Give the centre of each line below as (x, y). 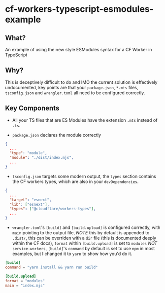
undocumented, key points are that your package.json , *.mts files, (72, 87)
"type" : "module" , (29, 153)
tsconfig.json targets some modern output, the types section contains (84, 176)
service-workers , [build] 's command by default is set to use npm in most (83, 248)
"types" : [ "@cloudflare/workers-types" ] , (53, 209)
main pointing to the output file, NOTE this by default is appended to (81, 233)
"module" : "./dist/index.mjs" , (42, 158)
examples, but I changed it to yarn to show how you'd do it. (72, 254)
